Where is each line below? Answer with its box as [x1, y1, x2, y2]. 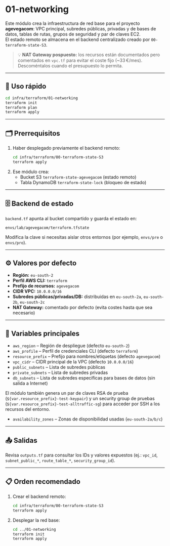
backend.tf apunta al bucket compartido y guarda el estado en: [5, 215, 137, 221]
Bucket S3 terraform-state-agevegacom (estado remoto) [20, 174, 137, 180]
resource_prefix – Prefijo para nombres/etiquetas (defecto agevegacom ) [12, 353, 161, 360]
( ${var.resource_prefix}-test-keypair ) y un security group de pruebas [5, 396, 155, 402]
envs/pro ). [5, 239, 27, 245]
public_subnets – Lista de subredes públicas [12, 364, 105, 370]
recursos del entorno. [5, 406, 51, 412]
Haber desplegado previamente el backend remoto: [12, 145, 120, 151]
